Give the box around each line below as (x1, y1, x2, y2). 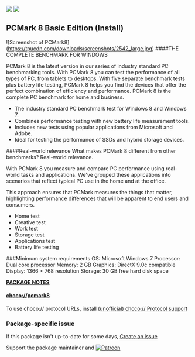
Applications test (14, 237, 56, 244)
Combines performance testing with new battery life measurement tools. (14, 117, 190, 124)
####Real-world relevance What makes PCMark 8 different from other (6, 147, 176, 155)
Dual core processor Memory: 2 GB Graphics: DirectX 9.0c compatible (6, 261, 176, 268)
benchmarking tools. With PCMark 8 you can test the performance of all (6, 68, 180, 75)
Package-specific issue (6, 320, 75, 328)
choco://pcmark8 (6, 292, 50, 299)
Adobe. (14, 129, 33, 137)
